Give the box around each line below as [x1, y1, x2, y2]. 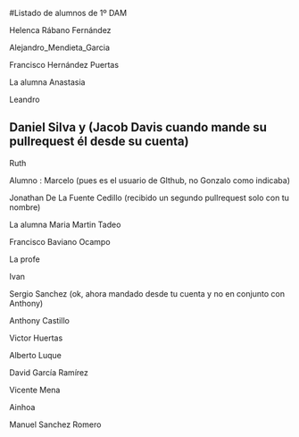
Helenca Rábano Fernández [9, 25, 112, 35]
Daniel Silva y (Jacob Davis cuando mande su [9, 120, 268, 135]
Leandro [9, 94, 40, 105]
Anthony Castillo [9, 315, 70, 325]
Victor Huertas [9, 332, 63, 343]
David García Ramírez [9, 366, 89, 378]
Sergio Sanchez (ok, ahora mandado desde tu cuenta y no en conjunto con [9, 288, 286, 298]
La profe [9, 254, 40, 265]
